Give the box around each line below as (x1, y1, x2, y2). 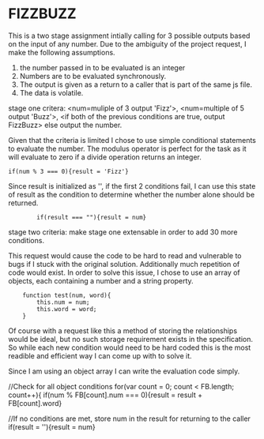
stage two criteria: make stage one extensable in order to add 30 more (8, 227, 238, 237)
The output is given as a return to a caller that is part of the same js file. (19, 80, 253, 89)
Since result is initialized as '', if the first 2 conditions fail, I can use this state (8, 181, 256, 190)
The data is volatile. (19, 88, 84, 97)
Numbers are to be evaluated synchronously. (19, 71, 167, 81)
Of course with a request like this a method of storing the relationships (8, 325, 238, 336)
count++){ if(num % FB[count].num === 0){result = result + (8, 390, 203, 400)
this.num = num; (36, 298, 90, 306)
